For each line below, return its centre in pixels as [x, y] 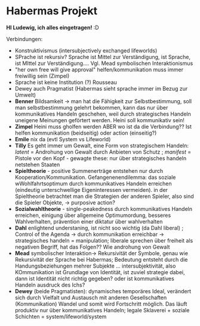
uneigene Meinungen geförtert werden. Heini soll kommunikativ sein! [100, 120]
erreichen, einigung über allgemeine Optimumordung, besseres [93, 215]
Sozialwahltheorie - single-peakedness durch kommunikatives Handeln [104, 209]
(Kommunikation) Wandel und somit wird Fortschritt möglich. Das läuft [101, 304]
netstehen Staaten [37, 164]
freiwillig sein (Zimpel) [42, 76]
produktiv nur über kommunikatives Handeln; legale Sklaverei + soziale [102, 310]
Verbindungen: [24, 39]
